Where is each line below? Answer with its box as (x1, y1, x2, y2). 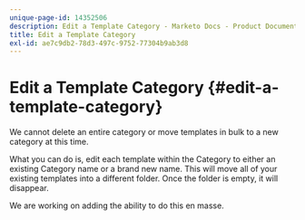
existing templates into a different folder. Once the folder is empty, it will (9, 173, 279, 184)
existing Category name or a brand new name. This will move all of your (9, 164, 278, 175)
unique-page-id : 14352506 (9, 13, 107, 23)
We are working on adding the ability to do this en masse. (9, 200, 224, 211)
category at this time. (9, 137, 89, 148)
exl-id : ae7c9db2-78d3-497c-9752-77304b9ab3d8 (9, 38, 189, 48)
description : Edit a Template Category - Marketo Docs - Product (9, 22, 261, 31)
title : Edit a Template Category (9, 30, 136, 39)
